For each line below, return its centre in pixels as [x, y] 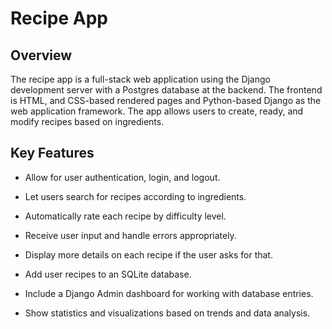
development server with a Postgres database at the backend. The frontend [166, 90]
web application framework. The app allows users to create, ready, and [157, 111]
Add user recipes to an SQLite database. [108, 274]
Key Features [52, 153]
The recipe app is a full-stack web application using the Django [140, 79]
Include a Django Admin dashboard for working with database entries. [169, 293]
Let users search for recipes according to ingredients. [135, 196]
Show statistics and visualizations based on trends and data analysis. [167, 313]
